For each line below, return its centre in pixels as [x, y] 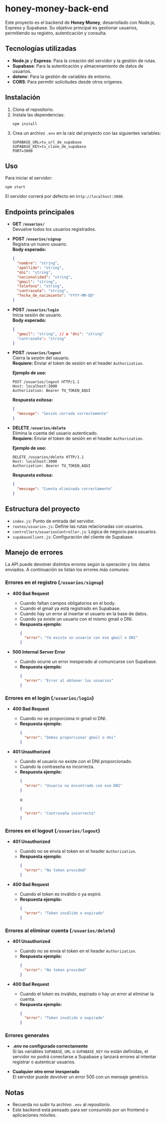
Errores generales [27, 1035]
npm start [15, 187]
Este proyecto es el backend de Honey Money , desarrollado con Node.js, [80, 22]
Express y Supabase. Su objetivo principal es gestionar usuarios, [72, 27]
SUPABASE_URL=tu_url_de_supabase [47, 142]
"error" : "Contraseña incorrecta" [60, 814]
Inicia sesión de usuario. [37, 315]
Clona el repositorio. [33, 109]
